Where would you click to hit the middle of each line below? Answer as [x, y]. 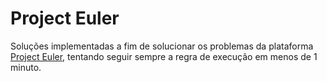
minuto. [26, 67]
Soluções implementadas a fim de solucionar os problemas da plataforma [162, 46]
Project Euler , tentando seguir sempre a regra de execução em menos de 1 [164, 56]
